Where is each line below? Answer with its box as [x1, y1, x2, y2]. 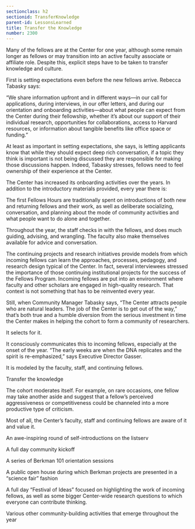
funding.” [6, 131, 28, 138]
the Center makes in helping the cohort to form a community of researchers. [6, 318, 190, 325]
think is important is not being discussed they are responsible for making [6, 155, 181, 162]
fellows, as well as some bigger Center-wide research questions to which [6, 493, 183, 500]
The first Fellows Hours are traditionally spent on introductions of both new [6, 197, 187, 204]
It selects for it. [6, 329, 42, 336]
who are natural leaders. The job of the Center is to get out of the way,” [6, 305, 177, 312]
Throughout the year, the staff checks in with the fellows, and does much [6, 227, 182, 234]
